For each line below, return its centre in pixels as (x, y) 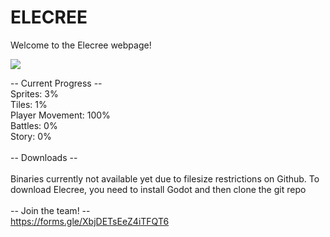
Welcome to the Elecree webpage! (81, 45)
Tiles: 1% (29, 104)
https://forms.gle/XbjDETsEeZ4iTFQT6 (90, 221)
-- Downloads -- (44, 157)
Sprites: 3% (34, 93)
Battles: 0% (34, 125)
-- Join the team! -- (50, 210)
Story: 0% (31, 136)
